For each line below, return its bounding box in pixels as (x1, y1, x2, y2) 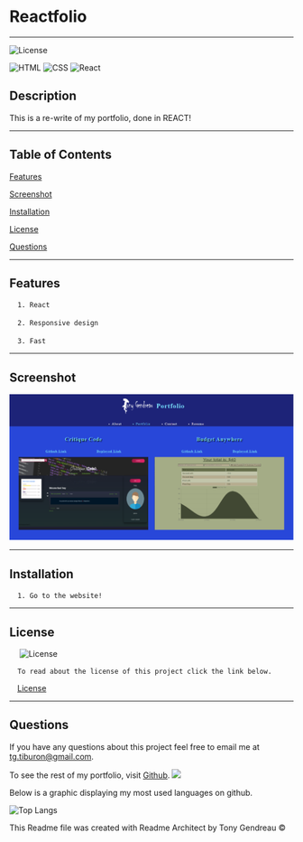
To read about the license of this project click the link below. (17, 667, 272, 676)
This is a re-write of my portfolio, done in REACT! (9, 112, 192, 123)
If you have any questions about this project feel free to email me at (9, 741, 260, 752)
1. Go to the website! (17, 592, 103, 601)
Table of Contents (9, 147, 113, 163)
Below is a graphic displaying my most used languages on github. (9, 787, 253, 798)
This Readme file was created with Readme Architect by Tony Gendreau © (9, 822, 286, 833)
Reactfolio (9, 6, 87, 27)
